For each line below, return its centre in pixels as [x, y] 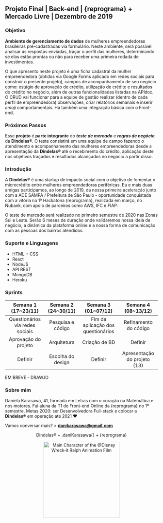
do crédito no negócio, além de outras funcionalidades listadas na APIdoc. [79, 92]
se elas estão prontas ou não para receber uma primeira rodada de [72, 56]
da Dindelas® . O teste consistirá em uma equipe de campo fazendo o [74, 141]
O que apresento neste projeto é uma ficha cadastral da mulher [68, 71]
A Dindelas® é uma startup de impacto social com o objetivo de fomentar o [80, 180]
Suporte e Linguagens [32, 243]
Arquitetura [62, 342]
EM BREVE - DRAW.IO [27, 377]
